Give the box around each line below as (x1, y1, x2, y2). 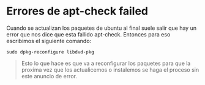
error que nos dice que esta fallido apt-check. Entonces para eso (6, 30, 171, 38)
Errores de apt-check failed (6, 4, 149, 18)
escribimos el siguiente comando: (6, 37, 92, 44)
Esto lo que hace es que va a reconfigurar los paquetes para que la (21, 59, 191, 67)
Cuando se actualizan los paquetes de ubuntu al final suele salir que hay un (6, 24, 197, 32)
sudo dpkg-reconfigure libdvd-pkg (6, 49, 95, 55)
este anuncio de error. (21, 72, 78, 80)
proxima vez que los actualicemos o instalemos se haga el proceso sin (21, 66, 199, 73)
